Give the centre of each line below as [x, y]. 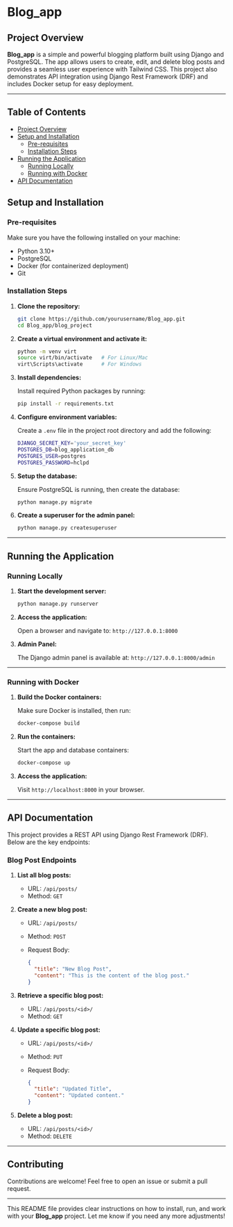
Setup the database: [47, 476]
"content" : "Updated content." [79, 1096]
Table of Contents [47, 112]
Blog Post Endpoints [42, 860]
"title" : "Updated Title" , [73, 1089]
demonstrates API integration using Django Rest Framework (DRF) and [107, 76]
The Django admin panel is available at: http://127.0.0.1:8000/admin [116, 657]
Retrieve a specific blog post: [60, 995]
